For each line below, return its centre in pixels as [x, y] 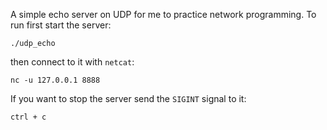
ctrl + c [28, 117]
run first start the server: [61, 25]
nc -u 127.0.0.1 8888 [55, 80]
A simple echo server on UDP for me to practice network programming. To [163, 14]
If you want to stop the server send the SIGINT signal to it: [128, 98]
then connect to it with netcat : [72, 62]
